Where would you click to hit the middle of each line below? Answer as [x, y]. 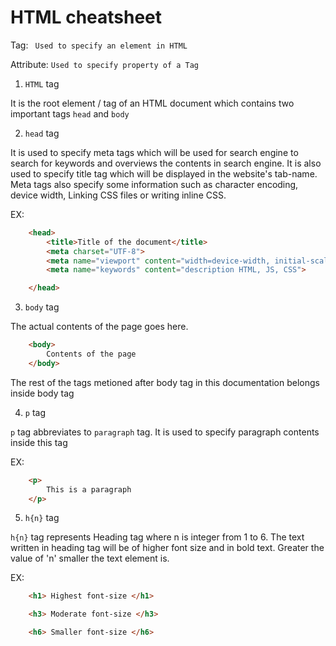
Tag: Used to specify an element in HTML [99, 45]
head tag [42, 133]
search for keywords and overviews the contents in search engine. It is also [166, 163]
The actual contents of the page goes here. [99, 327]
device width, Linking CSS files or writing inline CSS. [118, 195]
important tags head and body [70, 113]
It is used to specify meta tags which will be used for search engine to [154, 152]
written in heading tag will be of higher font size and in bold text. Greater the [167, 548]
